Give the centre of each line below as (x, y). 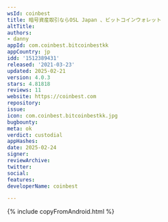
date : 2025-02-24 (32, 148)
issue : (16, 109)
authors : (20, 33)
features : (21, 179)
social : (18, 173)
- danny (18, 39)
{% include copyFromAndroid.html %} (61, 212)
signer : (18, 154)
